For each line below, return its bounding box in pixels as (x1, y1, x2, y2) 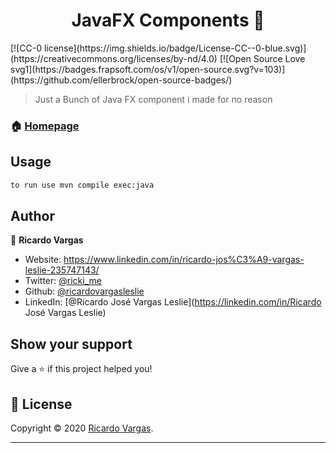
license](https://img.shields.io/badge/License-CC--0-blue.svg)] (43, 42, 307, 54)
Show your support (10, 335, 133, 353)
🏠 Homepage (10, 119, 80, 133)
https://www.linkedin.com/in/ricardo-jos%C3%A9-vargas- (63, 254, 305, 266)
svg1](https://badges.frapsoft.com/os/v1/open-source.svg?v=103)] (10, 63, 286, 75)
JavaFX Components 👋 (71, 9, 265, 32)
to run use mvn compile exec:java (10, 180, 155, 190)
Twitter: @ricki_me (24, 275, 102, 287)
